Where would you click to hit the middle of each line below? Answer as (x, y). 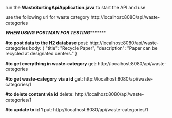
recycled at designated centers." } (41, 54)
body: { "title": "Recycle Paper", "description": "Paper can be (93, 48)
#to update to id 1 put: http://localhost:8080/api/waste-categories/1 (77, 110)
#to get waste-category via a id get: (44, 79)
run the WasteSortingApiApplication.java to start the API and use (75, 7)
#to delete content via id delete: (40, 94)
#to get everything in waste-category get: (51, 63)
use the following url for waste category (47, 17)
